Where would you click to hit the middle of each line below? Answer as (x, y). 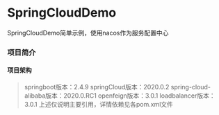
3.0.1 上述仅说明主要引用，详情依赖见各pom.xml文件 (99, 105)
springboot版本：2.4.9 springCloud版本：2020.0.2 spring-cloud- (117, 87)
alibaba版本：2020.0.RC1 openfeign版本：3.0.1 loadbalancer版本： (120, 96)
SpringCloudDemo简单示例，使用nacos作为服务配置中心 (88, 33)
